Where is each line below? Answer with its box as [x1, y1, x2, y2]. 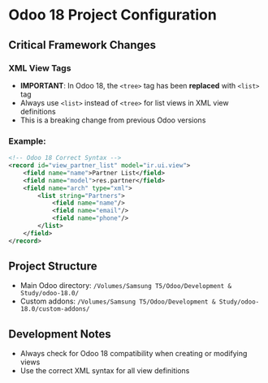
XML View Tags [8, 62, 71, 74]
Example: [8, 136, 46, 147]
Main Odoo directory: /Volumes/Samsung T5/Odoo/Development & [19, 281, 232, 290]
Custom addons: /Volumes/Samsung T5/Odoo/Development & [19, 296, 216, 306]
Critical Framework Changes [8, 38, 157, 52]
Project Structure [8, 260, 97, 273]
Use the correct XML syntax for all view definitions [19, 366, 190, 376]
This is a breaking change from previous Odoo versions [19, 115, 206, 125]
